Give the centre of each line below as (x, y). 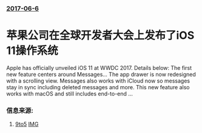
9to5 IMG (27, 124)
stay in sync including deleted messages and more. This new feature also (98, 87)
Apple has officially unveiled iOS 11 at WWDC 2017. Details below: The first (99, 67)
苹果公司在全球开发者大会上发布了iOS (100, 36)
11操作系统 (32, 51)
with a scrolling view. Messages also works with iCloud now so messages (98, 81)
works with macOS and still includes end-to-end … (70, 94)
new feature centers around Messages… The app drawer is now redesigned (101, 74)
